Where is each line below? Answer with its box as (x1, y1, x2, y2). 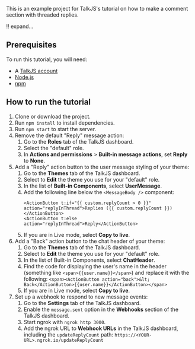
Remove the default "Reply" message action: (14, 132, 124, 139)
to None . (23, 157, 46, 164)
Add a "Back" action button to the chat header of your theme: (14, 237, 165, 245)
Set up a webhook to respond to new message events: (14, 293, 148, 300)
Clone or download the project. (14, 113, 91, 120)
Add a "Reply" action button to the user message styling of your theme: (14, 163, 190, 170)
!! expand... (6, 23, 34, 30)
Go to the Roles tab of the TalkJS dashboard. (23, 138, 134, 145)
